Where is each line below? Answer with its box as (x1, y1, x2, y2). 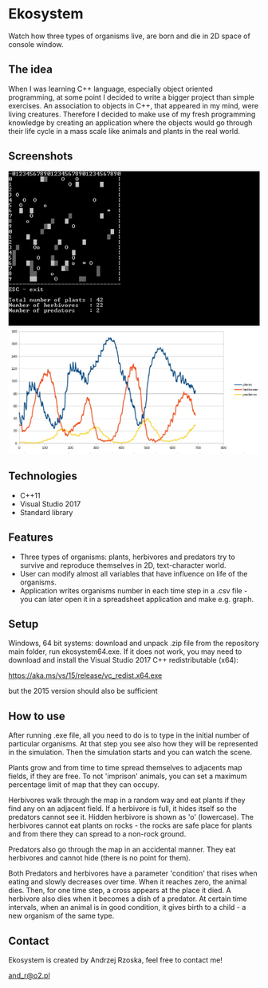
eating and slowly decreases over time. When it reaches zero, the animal (8, 877, 247, 887)
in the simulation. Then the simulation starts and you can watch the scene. (8, 747, 253, 758)
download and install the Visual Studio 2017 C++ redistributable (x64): (8, 655, 239, 665)
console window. (8, 39, 64, 49)
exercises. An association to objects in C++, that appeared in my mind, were (8, 100, 259, 110)
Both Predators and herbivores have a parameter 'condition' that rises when (8, 868, 258, 878)
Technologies (8, 470, 78, 483)
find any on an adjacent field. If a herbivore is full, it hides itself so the (8, 804, 237, 813)
